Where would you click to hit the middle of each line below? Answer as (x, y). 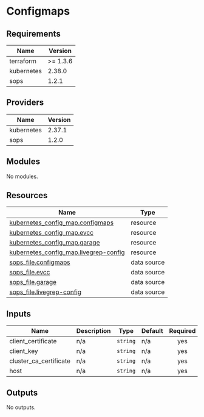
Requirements (33, 34)
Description (93, 331)
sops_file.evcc (30, 273)
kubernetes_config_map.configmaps (62, 223)
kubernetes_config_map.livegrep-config (67, 252)
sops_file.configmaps (40, 262)
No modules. (22, 176)
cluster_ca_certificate (40, 361)
